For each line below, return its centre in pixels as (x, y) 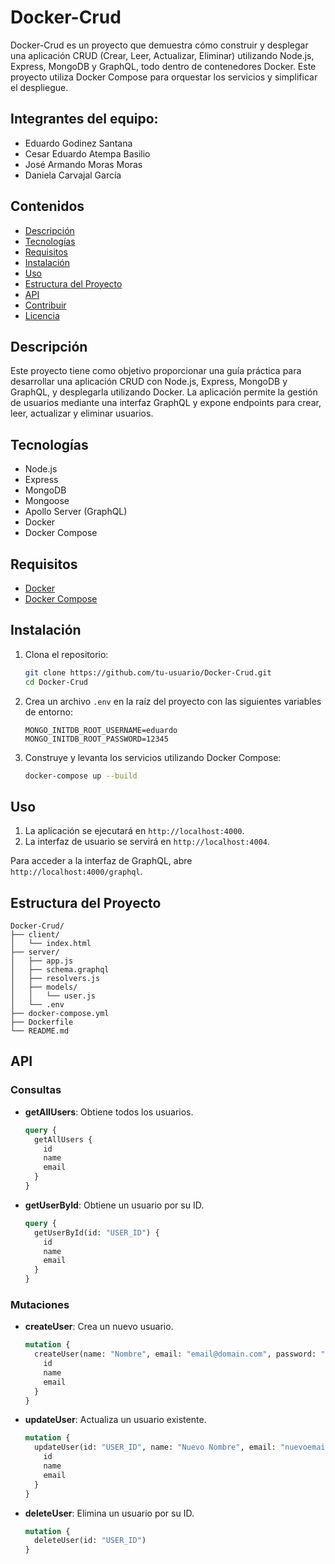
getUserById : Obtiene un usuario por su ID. (114, 1205)
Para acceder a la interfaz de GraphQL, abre (101, 861)
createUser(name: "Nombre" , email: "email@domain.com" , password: (175, 1354)
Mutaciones (40, 1304)
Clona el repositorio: (66, 654)
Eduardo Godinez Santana (78, 143)
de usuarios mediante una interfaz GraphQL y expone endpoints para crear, (166, 403)
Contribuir (45, 305)
